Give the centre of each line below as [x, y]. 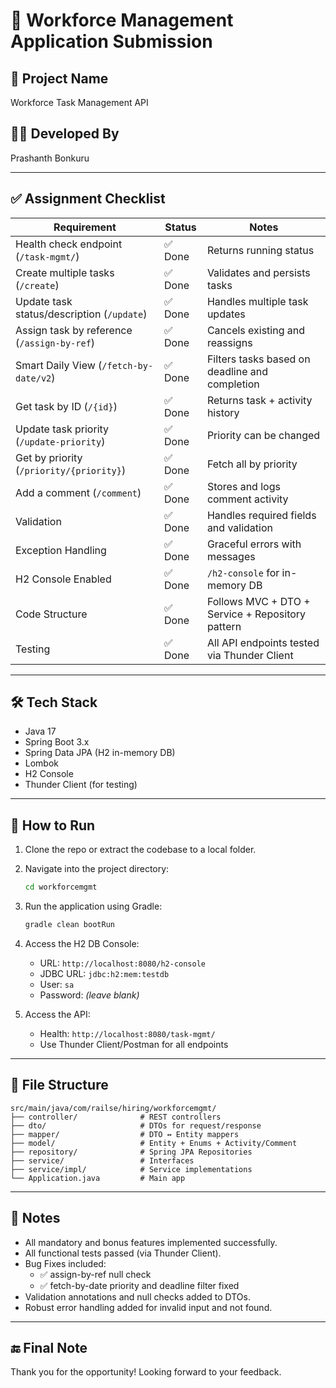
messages [231, 556]
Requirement [85, 227]
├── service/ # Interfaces [102, 1160]
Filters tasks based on [258, 359]
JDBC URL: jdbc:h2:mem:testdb [104, 973]
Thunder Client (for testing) [81, 785]
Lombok [42, 763]
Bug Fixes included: [65, 1263]
